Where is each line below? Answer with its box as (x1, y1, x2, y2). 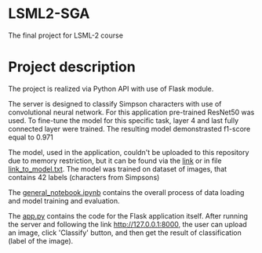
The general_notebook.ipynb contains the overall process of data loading (8, 187, 245, 197)
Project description (8, 58, 136, 76)
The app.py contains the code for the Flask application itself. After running (8, 211, 249, 220)
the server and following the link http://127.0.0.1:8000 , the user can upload (8, 219, 247, 229)
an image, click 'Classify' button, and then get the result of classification (8, 228, 242, 237)
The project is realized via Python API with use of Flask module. (8, 84, 214, 93)
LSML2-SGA (8, 5, 90, 23)
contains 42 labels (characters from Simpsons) (8, 172, 160, 182)
